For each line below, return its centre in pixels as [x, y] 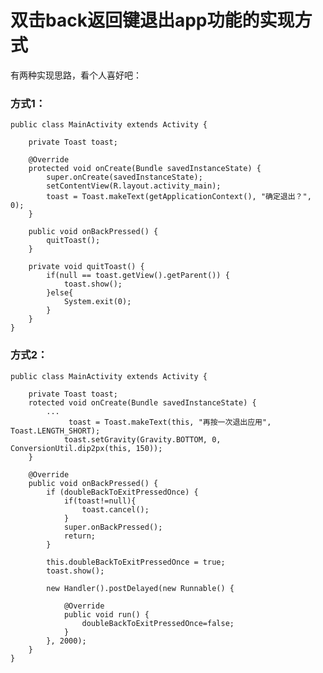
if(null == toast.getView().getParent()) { [138, 276]
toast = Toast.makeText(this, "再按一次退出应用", [170, 422]
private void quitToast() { [86, 267]
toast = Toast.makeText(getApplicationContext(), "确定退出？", [179, 197]
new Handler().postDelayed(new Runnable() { [140, 588]
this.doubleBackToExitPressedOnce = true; [136, 562]
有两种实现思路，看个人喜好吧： [76, 75]
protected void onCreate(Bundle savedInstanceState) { [145, 169]
